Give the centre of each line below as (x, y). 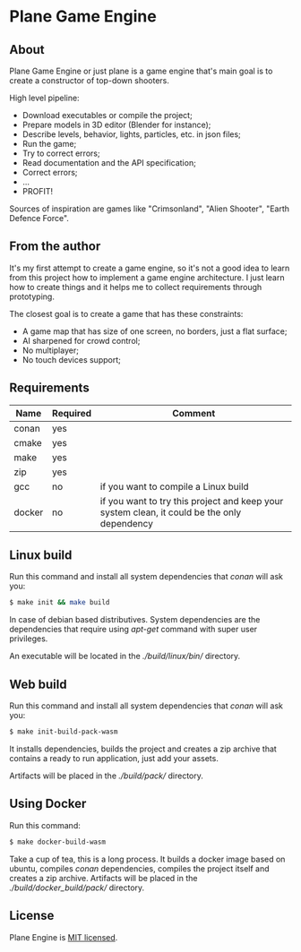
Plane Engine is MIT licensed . (64, 937)
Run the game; (49, 144)
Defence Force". (39, 218)
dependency (127, 523)
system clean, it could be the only (171, 512)
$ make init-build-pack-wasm (64, 732)
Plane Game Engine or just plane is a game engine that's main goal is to (141, 71)
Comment (194, 413)
